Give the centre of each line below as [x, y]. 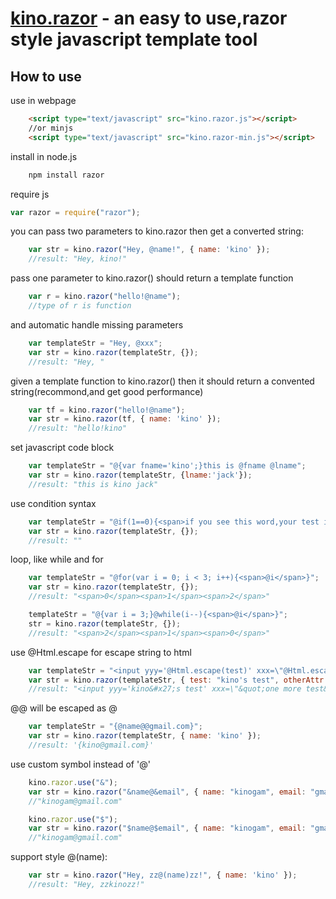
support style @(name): [59, 857]
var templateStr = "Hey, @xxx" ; [95, 343]
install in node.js [44, 156]
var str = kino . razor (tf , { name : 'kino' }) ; [125, 419]
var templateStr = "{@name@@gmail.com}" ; [115, 727]
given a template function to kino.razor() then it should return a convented [162, 381]
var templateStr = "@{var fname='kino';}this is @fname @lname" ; [167, 466]
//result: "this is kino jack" [93, 484]
